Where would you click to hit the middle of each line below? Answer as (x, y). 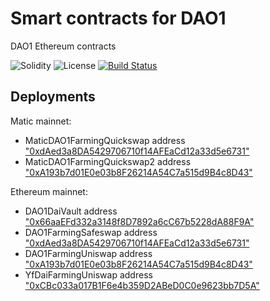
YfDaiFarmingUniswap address (88, 274)
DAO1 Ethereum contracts (63, 46)
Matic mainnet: (41, 121)
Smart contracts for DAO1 (118, 18)
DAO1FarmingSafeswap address (91, 232)
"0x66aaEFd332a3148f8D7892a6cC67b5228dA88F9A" (139, 221)
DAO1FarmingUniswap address (88, 253)
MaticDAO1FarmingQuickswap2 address (108, 161)
